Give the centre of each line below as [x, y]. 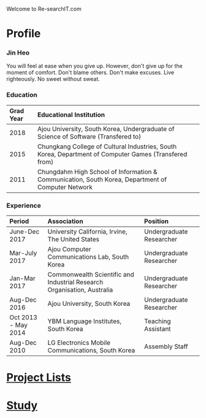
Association [66, 221]
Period [19, 221]
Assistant [157, 329]
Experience [24, 205]
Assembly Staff [166, 347]
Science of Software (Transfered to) [89, 136]
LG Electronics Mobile [79, 343]
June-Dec [25, 232]
